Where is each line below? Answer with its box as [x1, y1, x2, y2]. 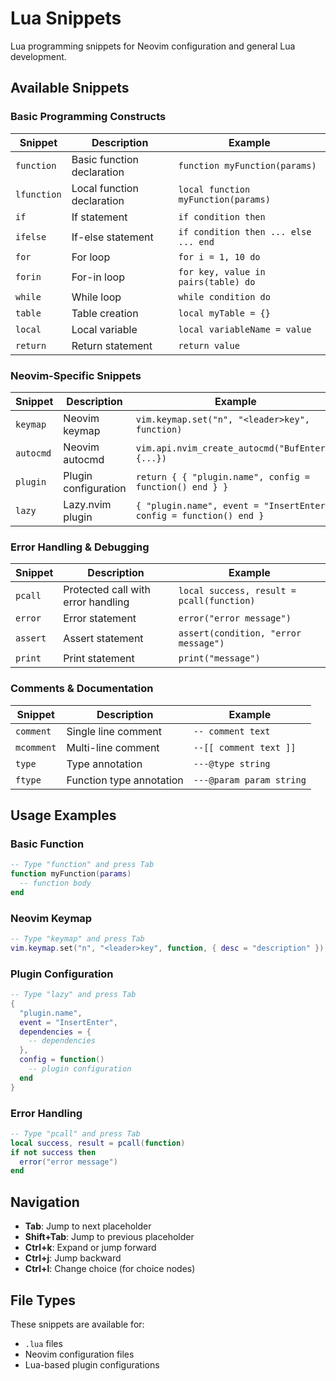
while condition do [178, 291, 271, 302]
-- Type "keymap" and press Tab [10, 934, 145, 944]
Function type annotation [66, 773, 184, 787]
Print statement [63, 652, 135, 666]
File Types [10, 1292, 77, 1309]
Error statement [63, 612, 137, 626]
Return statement [71, 338, 153, 352]
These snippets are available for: [10, 1318, 145, 1330]
